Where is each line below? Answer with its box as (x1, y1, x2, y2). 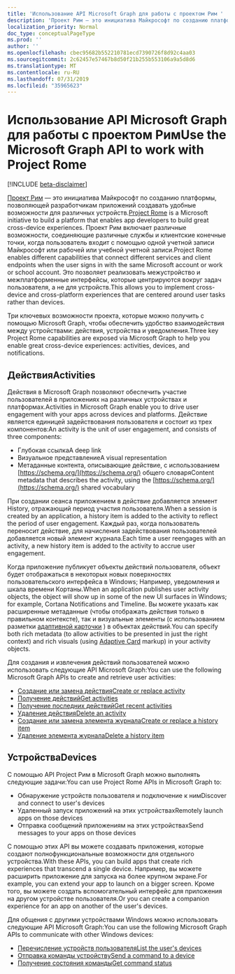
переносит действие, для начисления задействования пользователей (7, 527, 217, 535)
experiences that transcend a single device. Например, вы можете (7, 864, 202, 873)
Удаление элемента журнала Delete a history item (17, 731, 165, 740)
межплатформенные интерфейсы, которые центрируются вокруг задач (7, 276, 222, 284)
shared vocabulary (80, 483, 135, 492)
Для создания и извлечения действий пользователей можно (7, 658, 190, 666)
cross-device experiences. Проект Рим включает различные (7, 224, 187, 232)
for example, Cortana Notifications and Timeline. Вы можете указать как (7, 600, 219, 608)
